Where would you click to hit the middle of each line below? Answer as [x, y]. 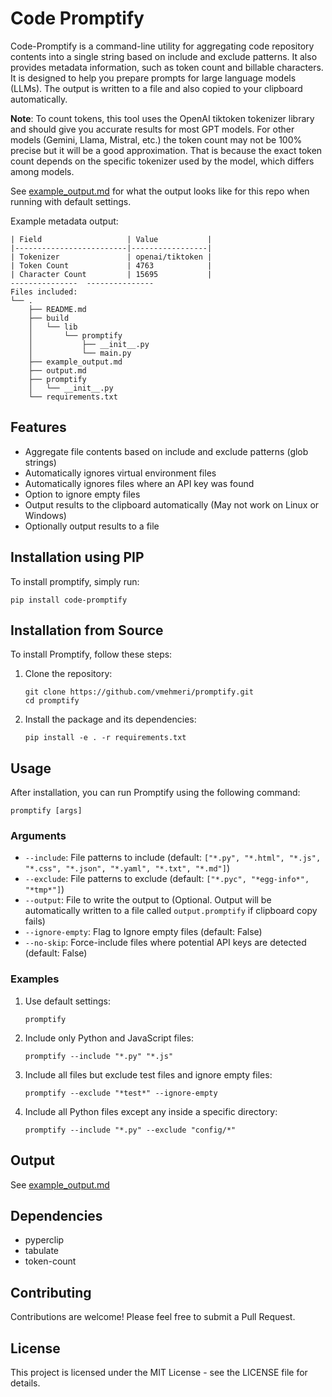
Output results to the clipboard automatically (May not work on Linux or [172, 504]
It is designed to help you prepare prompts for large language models [153, 78]
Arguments [38, 836]
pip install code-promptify [69, 600]
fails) [35, 921]
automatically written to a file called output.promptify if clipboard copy [171, 911]
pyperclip [44, 1240]
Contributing [51, 1292]
